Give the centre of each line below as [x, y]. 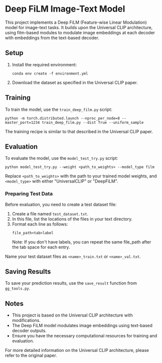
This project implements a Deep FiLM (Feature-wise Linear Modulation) [76, 22]
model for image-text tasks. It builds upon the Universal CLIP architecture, [79, 27]
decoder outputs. [29, 331]
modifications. [26, 320]
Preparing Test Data [29, 194]
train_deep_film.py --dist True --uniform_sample [93, 122]
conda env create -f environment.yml [50, 74]
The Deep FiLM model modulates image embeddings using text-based [82, 326]
